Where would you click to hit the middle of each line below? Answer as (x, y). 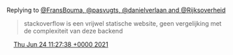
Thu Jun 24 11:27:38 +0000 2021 (61, 44)
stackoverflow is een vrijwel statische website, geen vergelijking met (122, 23)
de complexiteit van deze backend (73, 31)
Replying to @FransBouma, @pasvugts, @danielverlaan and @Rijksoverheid (116, 10)
